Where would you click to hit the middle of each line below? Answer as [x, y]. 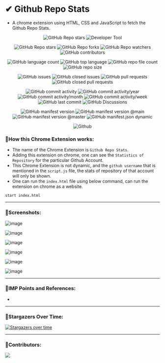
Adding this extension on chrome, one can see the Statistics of [78, 155]
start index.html [23, 196]
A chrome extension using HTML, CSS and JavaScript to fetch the [79, 23]
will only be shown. [32, 176]
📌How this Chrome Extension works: [50, 139]
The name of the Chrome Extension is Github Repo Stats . [70, 150]
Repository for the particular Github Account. [58, 160]
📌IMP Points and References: [41, 289]
